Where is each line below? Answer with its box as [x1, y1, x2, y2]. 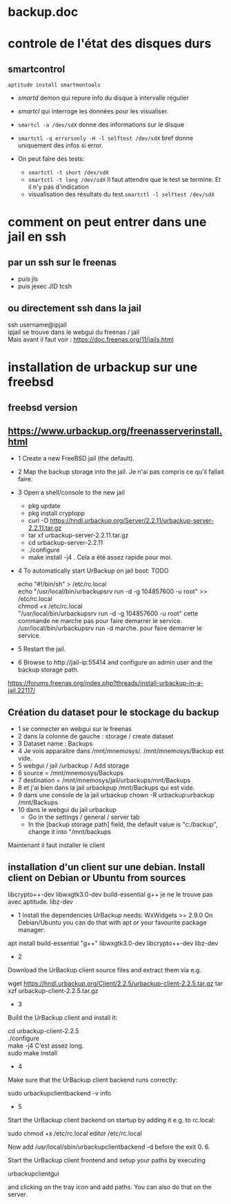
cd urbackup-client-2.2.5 [8, 1027, 79, 1035]
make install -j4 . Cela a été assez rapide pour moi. [28, 553, 172, 562]
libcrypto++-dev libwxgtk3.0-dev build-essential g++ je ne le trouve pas [8, 890, 213, 899]
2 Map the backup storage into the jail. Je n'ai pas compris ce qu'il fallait [17, 467, 225, 476]
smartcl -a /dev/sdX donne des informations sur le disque [17, 120, 185, 129]
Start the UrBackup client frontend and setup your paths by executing [8, 1156, 206, 1165]
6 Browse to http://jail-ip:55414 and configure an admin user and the [17, 658, 213, 667]
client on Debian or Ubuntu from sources [8, 872, 186, 884]
